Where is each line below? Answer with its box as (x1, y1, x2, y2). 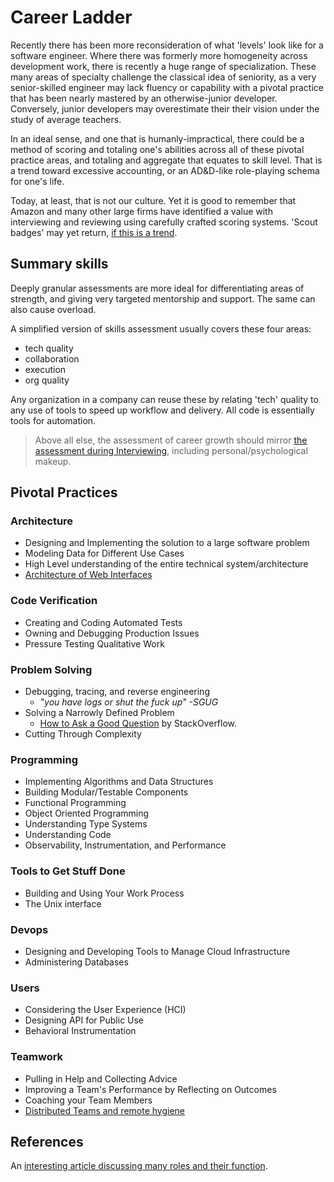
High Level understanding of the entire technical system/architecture (24, 558, 309, 570)
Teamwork (10, 1050, 64, 1064)
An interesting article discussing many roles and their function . (10, 1160, 268, 1172)
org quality (24, 374, 70, 386)
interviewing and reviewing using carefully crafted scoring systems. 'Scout (10, 216, 318, 228)
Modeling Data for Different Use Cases (24, 547, 185, 560)
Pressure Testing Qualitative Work (24, 637, 165, 650)
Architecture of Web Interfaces (24, 569, 153, 581)
